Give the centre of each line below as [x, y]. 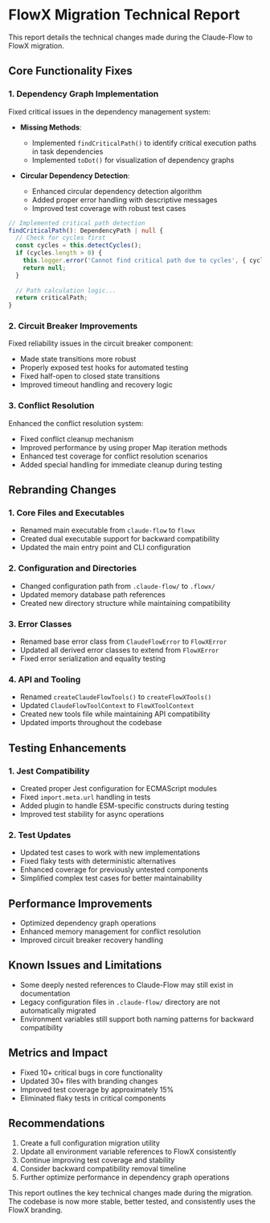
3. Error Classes [40, 624]
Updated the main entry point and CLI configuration [105, 547]
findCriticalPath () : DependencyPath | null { [86, 230]
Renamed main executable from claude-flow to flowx [107, 530]
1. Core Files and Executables [66, 513]
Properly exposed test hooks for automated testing [104, 367]
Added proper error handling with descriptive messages [125, 200]
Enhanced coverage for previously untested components [114, 870]
